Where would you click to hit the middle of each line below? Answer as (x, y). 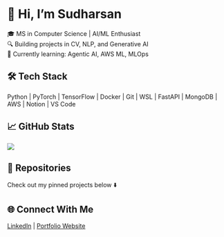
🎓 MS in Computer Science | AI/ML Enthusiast (74, 33)
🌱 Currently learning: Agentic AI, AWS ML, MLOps (78, 54)
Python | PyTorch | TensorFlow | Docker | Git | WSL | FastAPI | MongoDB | (112, 97)
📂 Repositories (39, 168)
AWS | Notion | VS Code (41, 104)
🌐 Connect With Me (50, 209)
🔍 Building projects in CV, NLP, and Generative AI (78, 44)
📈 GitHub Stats (41, 127)
